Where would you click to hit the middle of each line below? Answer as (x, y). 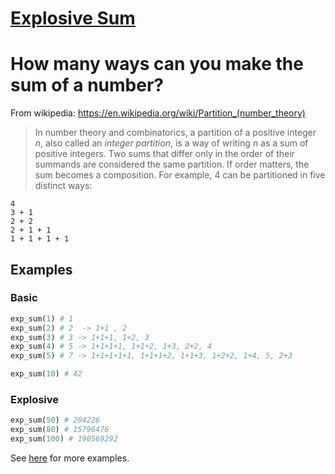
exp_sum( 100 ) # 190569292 (64, 439)
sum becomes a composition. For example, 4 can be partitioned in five (180, 175)
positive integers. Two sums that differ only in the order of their (164, 154)
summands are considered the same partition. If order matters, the (172, 164)
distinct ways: (63, 186)
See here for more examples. (70, 458)
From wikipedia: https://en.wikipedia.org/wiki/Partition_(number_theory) (158, 113)
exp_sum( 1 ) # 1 (42, 318)
